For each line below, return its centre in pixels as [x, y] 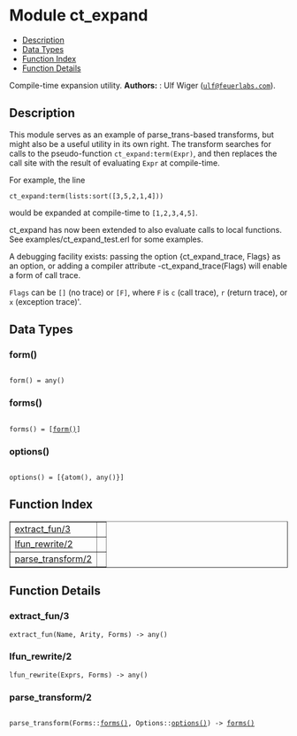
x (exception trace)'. [46, 301]
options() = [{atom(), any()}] [67, 478]
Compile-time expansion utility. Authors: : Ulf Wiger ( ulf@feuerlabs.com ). [142, 85]
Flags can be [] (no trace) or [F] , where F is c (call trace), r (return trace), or [148, 292]
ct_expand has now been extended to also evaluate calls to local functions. [146, 229]
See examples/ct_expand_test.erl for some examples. [106, 239]
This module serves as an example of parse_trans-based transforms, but [141, 135]
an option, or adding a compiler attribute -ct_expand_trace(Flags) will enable [148, 266]
